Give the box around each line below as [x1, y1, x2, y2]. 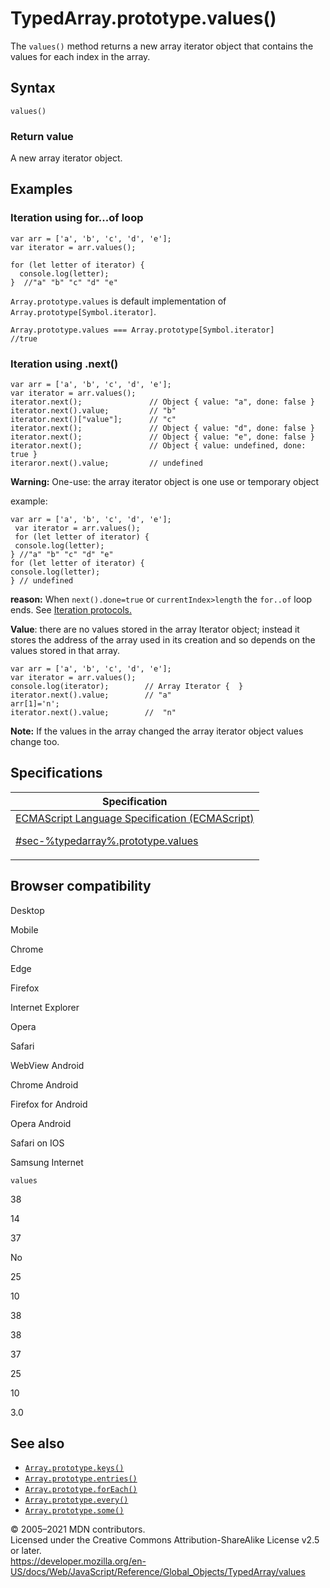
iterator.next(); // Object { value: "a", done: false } [10, 397, 315, 407]
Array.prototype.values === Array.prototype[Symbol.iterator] [10, 325, 275, 335]
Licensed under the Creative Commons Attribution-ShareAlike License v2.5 [10, 1534, 320, 1546]
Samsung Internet [10, 1156, 84, 1168]
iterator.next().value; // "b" [10, 406, 177, 416]
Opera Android [10, 1117, 72, 1129]
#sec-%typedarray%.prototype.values [15, 833, 199, 847]
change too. [10, 736, 60, 748]
